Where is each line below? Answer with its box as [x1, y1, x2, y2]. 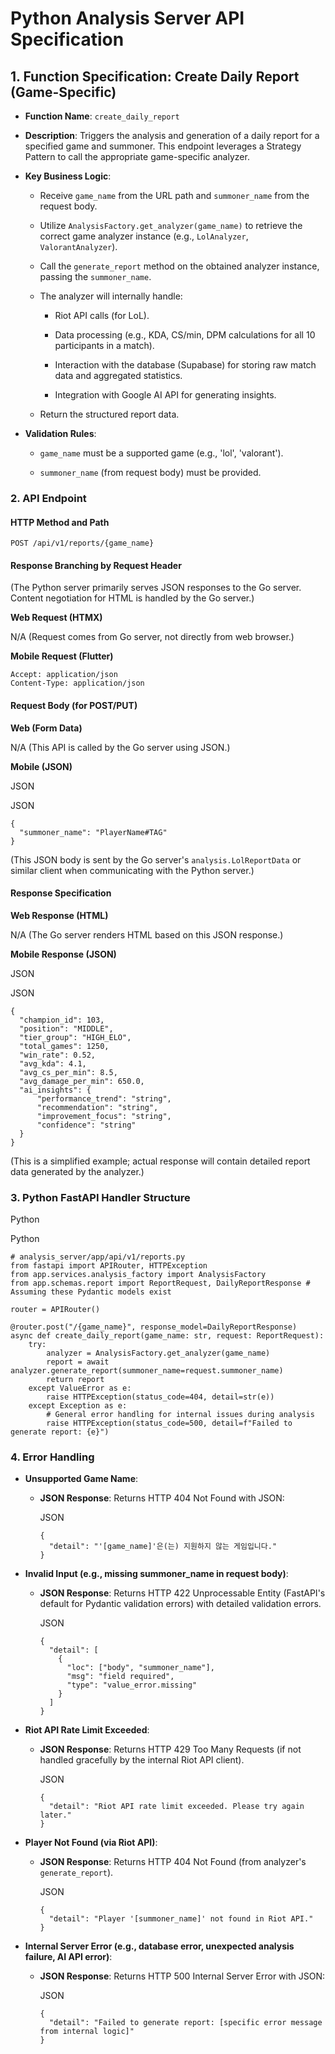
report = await [46, 1357, 110, 1367]
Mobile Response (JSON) [10, 948, 117, 960]
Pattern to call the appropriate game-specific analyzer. [24, 151, 250, 162]
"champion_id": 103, [19, 1015, 105, 1025]
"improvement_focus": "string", [36, 1111, 172, 1121]
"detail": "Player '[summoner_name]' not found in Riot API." [48, 1914, 314, 1924]
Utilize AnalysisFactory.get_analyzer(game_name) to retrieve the [39, 220, 303, 231]
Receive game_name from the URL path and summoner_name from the [39, 190, 310, 201]
